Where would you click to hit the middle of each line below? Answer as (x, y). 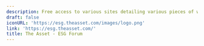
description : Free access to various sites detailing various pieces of (100, 12)
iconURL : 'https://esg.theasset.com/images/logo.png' (76, 23)
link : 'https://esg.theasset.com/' (51, 28)
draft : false (23, 17)
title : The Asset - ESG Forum (45, 34)
